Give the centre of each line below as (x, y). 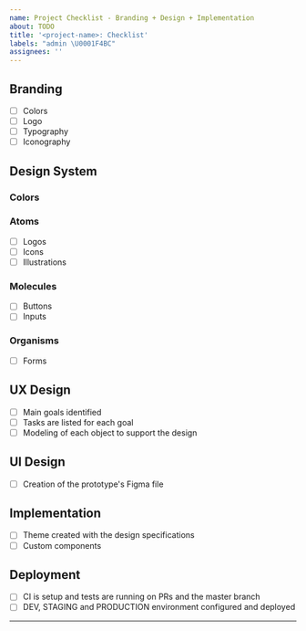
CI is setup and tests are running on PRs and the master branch (142, 597)
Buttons (37, 306)
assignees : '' (36, 52)
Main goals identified (62, 412)
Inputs (35, 317)
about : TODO (32, 26)
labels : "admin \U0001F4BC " (63, 43)
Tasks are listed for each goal (78, 422)
